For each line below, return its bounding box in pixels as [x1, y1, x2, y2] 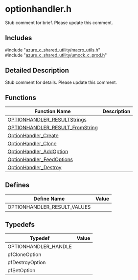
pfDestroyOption [7, 259, 46, 266]
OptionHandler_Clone [7, 140, 57, 147]
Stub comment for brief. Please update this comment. [5, 20, 113, 25]
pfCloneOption [7, 251, 42, 258]
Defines [5, 180, 30, 189]
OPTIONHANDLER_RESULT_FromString [7, 124, 98, 131]
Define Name [33, 195, 65, 202]
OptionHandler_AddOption [7, 148, 69, 155]
